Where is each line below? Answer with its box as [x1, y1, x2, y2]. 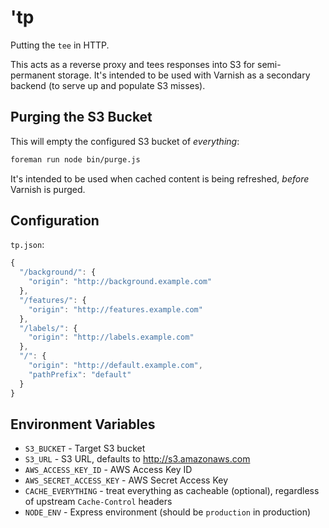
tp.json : [10, 239, 45, 251]
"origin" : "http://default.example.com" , [28, 361, 203, 371]
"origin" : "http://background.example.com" [28, 277, 213, 287]
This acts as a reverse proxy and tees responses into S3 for [10, 58, 256, 70]
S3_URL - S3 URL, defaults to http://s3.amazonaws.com [24, 453, 251, 465]
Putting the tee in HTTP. [10, 39, 110, 51]
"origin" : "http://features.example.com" [28, 304, 203, 315]
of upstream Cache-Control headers [24, 496, 173, 508]
